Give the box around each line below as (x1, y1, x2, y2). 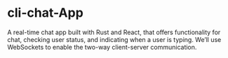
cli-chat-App (7, 5, 84, 21)
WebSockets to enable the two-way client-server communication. (7, 43, 197, 51)
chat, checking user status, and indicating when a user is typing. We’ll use (7, 35, 222, 43)
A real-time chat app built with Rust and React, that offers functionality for (7, 28, 221, 36)
